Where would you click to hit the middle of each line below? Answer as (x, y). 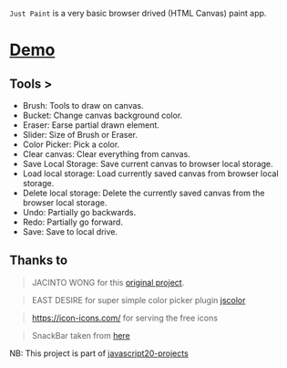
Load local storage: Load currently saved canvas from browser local (151, 173)
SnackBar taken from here (81, 335)
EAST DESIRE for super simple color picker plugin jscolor (138, 300)
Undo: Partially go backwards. (79, 212)
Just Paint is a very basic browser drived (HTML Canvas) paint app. (138, 13)
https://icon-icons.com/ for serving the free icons (125, 318)
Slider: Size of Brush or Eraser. (80, 135)
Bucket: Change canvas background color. (102, 115)
